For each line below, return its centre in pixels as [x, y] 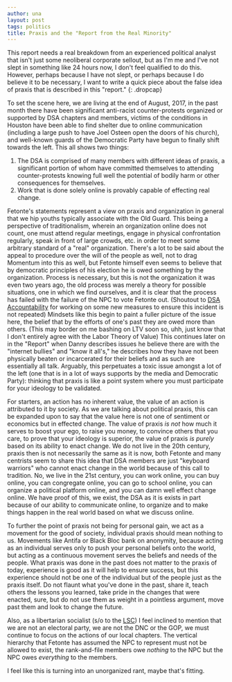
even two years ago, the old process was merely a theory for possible [107, 285]
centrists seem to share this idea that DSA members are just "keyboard [108, 461]
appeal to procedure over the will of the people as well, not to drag [102, 256]
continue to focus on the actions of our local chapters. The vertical [102, 635]
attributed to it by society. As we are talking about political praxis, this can [113, 409]
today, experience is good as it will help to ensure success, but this [103, 570]
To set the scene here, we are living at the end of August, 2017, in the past [113, 103]
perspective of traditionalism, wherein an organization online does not [107, 226]
